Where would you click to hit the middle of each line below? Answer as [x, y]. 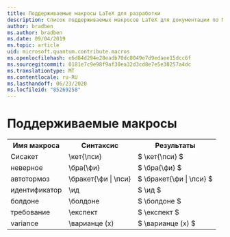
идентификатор [36, 190]
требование [30, 212]
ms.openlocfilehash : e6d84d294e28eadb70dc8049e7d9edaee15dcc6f [99, 58]
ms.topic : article [33, 45]
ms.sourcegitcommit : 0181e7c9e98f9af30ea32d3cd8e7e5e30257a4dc [99, 64]
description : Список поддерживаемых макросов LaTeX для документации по [113, 20]
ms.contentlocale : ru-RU [42, 77]
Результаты [175, 146]
